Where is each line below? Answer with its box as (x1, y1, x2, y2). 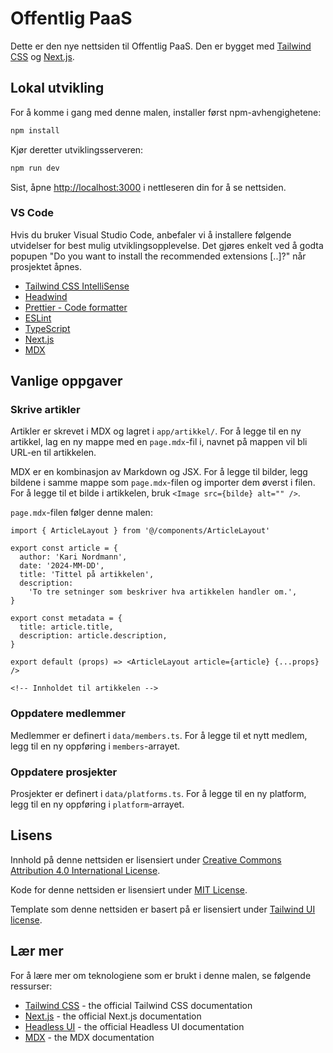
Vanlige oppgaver (10, 373, 123, 390)
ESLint (24, 312, 52, 324)
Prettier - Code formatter (24, 301, 128, 313)
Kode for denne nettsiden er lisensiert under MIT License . (10, 883, 248, 896)
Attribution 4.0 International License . (10, 864, 161, 876)
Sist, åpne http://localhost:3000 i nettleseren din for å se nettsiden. (10, 181, 287, 193)
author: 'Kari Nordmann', (19, 552, 128, 562)
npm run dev (10, 163, 60, 173)
